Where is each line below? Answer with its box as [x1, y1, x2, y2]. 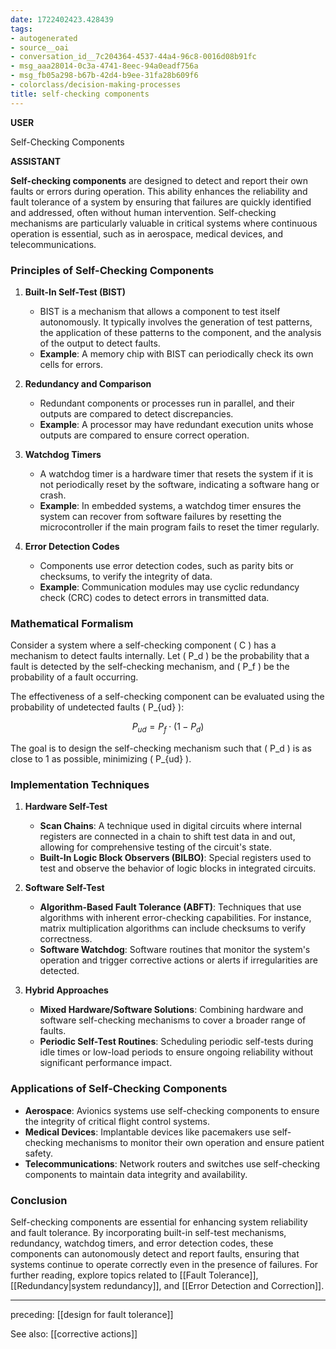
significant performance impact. [39, 1057, 173, 1069]
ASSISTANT [10, 155, 62, 167]
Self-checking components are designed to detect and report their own [10, 174, 309, 186]
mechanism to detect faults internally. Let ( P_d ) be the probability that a [10, 650, 310, 662]
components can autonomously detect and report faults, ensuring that [10, 1247, 300, 1260]
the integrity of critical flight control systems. [24, 1115, 210, 1127]
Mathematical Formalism [10, 616, 134, 630]
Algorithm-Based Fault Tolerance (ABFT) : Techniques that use [39, 901, 302, 913]
